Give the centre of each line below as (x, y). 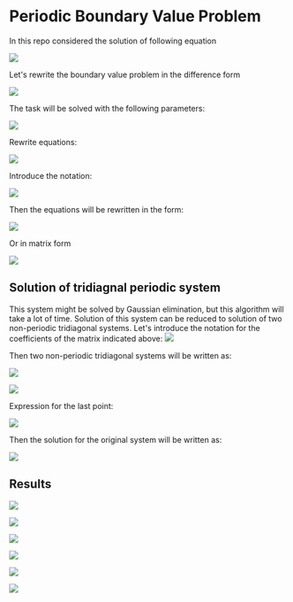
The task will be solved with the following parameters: (107, 108)
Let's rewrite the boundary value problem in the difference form (125, 74)
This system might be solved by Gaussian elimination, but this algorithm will (146, 309)
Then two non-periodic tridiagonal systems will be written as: (120, 355)
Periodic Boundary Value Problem (135, 16)
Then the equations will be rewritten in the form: (96, 209)
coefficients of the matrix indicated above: (86, 338)
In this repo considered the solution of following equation (113, 41)
